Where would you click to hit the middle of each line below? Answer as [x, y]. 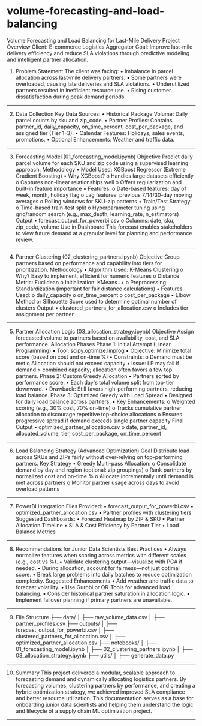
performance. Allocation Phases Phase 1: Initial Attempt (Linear [93, 344]
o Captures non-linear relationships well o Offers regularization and [99, 182]
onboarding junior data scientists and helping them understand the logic [104, 704]
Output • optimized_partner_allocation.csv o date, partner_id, [91, 427]
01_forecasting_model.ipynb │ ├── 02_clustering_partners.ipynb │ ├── [104, 649]
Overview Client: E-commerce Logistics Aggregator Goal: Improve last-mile [100, 47]
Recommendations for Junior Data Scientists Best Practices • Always [101, 549]
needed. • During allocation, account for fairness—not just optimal [97, 568]
